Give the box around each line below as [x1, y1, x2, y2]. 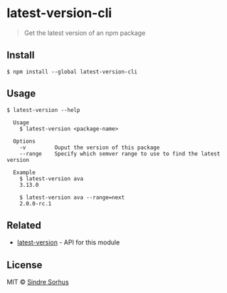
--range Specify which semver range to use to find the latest [19, 150, 221, 158]
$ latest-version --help [6, 106, 80, 113]
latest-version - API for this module [16, 238, 120, 247]
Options [13, 138, 36, 145]
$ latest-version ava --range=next [19, 194, 125, 201]
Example [13, 169, 36, 176]
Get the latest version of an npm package [23, 29, 146, 37]
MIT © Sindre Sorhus [6, 278, 69, 287]
